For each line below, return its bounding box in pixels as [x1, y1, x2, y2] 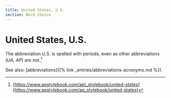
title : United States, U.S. [5, 7, 65, 13]
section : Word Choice [5, 12, 51, 17]
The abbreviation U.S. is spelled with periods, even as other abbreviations [5, 51, 160, 57]
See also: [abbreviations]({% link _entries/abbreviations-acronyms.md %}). [5, 67, 163, 73]
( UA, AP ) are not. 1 [5, 56, 42, 63]
